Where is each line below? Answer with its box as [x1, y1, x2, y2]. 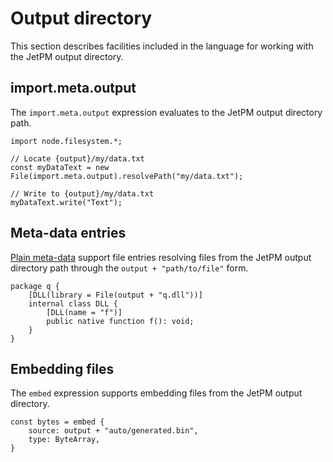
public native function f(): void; [46, 316, 195, 326]
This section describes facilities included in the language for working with [10, 40, 314, 52]
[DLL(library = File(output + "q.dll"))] [28, 290, 203, 300]
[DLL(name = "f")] [46, 307, 123, 317]
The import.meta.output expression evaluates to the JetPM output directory [10, 106, 323, 118]
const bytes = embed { [10, 417, 105, 427]
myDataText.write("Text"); [10, 197, 123, 207]
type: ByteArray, [28, 435, 101, 445]
